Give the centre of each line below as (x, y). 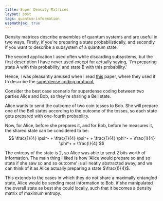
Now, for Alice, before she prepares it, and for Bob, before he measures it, (79, 126)
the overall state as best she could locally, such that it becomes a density (78, 188)
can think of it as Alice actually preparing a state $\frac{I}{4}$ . (68, 168)
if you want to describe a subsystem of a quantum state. (62, 47)
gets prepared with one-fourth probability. (47, 116)
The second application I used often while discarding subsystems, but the (79, 57)
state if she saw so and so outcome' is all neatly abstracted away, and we (79, 163)
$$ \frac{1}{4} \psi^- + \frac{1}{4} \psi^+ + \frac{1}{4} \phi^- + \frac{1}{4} (82, 138)
